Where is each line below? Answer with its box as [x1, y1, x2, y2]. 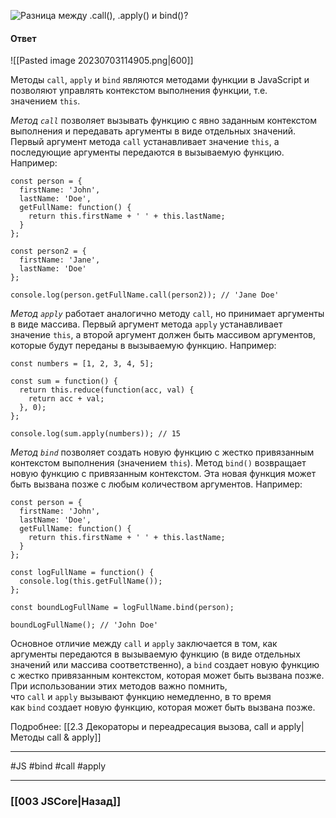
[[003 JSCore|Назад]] [10, 795, 122, 809]
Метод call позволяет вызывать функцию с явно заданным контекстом [10, 115, 317, 127]
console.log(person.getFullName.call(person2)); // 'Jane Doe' [10, 290, 280, 300]
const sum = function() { [10, 376, 118, 387]
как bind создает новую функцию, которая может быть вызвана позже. [10, 701, 316, 714]
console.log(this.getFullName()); [19, 576, 163, 587]
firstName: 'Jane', [19, 255, 101, 265]
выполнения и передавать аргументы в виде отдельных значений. [10, 125, 297, 137]
